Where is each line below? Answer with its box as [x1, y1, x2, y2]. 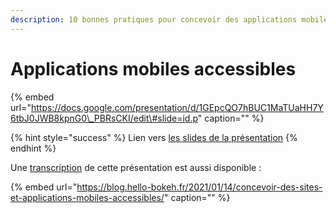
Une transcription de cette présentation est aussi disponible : [10, 161, 262, 173]
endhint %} [10, 142, 57, 154]
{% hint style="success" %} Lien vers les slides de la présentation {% [10, 131, 298, 143]
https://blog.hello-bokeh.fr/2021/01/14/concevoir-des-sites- [76, 181, 323, 193]
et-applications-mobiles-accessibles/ [10, 191, 165, 203]
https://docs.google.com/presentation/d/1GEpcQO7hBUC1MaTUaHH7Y [30, 101, 324, 113]
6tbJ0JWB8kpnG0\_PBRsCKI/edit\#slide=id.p [10, 112, 198, 124]
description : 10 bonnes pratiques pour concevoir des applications [10, 14, 298, 25]
